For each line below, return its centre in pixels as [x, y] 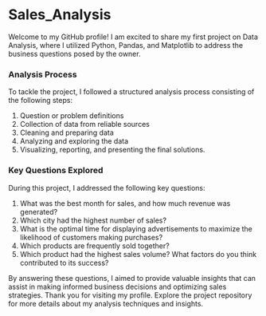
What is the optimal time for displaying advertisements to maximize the [136, 228]
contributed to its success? [64, 263]
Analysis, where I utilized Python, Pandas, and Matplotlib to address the [126, 45]
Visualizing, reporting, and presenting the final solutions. [112, 150]
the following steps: [41, 101]
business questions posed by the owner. [74, 53]
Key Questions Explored [56, 171]
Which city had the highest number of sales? [93, 220]
